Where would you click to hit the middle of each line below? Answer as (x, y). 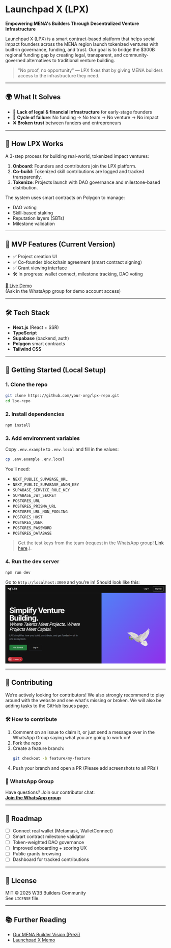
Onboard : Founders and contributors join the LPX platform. (74, 166)
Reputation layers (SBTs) (38, 218)
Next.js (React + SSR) (36, 327)
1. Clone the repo (26, 384)
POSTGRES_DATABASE (32, 533)
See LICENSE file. (22, 898)
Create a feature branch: (38, 748)
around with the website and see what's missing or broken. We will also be (83, 700)
